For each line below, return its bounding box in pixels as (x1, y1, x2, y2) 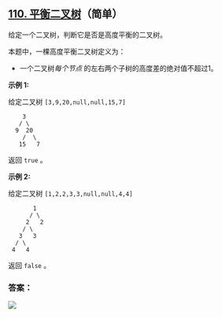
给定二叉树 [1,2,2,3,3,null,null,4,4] (8, 188, 133, 198)
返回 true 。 (8, 155, 47, 164)
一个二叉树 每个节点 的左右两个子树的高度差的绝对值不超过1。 (19, 63, 218, 73)
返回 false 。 (8, 260, 51, 270)
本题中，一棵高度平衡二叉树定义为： (8, 47, 126, 56)
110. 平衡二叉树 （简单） (8, 7, 123, 21)
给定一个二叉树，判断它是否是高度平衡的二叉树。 (8, 30, 167, 39)
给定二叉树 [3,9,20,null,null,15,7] (8, 97, 126, 106)
